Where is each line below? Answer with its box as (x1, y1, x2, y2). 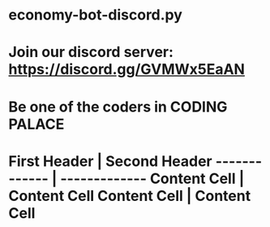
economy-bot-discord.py (8, 6, 182, 24)
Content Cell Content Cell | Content (8, 186, 251, 205)
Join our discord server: (8, 43, 174, 62)
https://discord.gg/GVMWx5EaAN (8, 60, 246, 79)
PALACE (8, 115, 65, 133)
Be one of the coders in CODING (8, 98, 228, 116)
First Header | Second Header (8, 152, 212, 170)
